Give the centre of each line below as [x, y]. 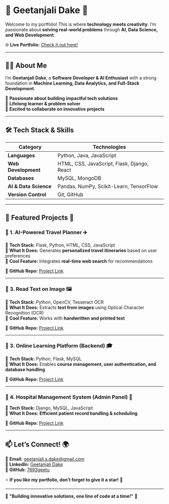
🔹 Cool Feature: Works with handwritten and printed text [65, 318]
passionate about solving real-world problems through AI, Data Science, [81, 29]
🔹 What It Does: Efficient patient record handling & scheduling [71, 413]
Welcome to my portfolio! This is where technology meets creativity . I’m [81, 24]
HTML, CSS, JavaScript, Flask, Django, [103, 163]
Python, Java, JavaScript [87, 155]
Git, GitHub [71, 195]
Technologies [109, 147]
